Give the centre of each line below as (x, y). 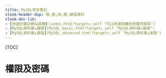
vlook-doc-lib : (21, 19)
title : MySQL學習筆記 (26, 10)
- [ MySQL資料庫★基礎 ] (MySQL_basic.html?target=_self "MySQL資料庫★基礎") (80, 28)
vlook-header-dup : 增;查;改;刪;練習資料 (45, 14)
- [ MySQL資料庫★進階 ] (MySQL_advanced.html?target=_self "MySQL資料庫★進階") (84, 33)
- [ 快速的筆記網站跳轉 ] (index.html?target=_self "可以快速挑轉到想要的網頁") (80, 24)
